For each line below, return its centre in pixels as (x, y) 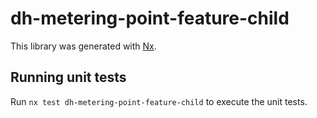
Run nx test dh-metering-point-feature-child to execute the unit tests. (159, 101)
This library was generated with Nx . (83, 46)
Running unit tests (68, 77)
